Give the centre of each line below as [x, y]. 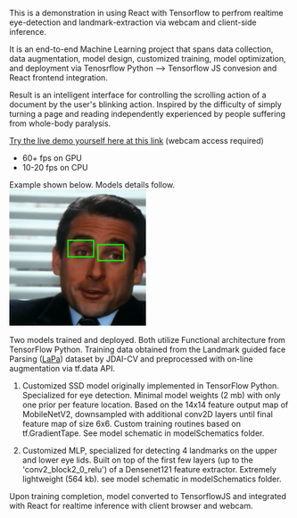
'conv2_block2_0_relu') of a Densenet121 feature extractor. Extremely [149, 469]
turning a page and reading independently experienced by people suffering [148, 114]
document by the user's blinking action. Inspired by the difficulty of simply [146, 104]
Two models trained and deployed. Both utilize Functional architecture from [147, 340]
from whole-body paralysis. [60, 123]
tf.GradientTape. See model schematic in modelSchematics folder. [143, 433]
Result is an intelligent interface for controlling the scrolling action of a [138, 95]
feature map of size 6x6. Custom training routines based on [132, 424]
